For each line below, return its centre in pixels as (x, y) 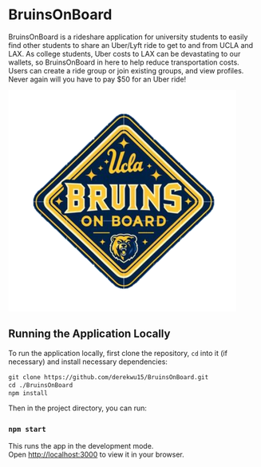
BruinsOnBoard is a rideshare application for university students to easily (128, 37)
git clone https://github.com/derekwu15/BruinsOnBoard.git (109, 377)
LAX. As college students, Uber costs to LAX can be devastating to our (125, 53)
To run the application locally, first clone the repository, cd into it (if (118, 353)
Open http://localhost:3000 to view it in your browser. (97, 455)
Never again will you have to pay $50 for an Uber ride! (97, 79)
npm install (28, 393)
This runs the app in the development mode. (81, 446)
